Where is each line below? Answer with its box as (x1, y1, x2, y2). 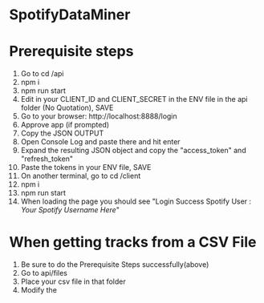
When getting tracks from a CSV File (9, 233, 257, 252)
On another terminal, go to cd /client (20, 171, 141, 181)
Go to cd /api (20, 69, 64, 79)
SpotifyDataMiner (9, 6, 131, 24)
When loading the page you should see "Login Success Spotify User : (20, 196, 252, 206)
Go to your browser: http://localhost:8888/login (20, 111, 177, 121)
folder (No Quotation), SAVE (20, 103, 114, 113)
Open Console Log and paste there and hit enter (20, 137, 181, 147)
